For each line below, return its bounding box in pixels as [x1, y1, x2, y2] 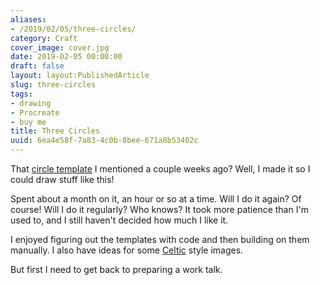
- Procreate [10, 107, 60, 118]
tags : [10, 89, 33, 99]
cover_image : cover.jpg [10, 42, 110, 53]
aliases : [10, 14, 47, 25]
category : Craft [10, 33, 78, 43]
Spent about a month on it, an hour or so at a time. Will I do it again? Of [10, 193, 302, 205]
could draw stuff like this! [10, 174, 115, 185]
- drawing [10, 98, 52, 108]
